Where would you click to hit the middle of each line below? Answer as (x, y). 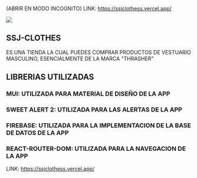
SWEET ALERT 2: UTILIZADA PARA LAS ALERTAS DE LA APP (94, 110)
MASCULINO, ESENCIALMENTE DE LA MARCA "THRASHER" (80, 58)
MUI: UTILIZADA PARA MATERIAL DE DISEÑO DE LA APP (88, 94)
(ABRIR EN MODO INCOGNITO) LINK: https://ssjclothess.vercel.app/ (89, 9)
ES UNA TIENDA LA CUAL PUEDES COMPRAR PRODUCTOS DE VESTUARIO (99, 52)
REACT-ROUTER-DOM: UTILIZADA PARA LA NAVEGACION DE (96, 149)
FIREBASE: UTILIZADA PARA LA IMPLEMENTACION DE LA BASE (99, 125)
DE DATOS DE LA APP (37, 133)
